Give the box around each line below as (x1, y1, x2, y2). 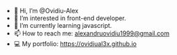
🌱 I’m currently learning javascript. (13, 22, 112, 29)
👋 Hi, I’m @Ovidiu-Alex (13, 7, 78, 15)
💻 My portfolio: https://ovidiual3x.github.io (13, 40, 137, 48)
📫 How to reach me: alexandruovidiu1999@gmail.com (13, 29, 170, 38)
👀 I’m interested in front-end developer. (13, 14, 126, 22)
